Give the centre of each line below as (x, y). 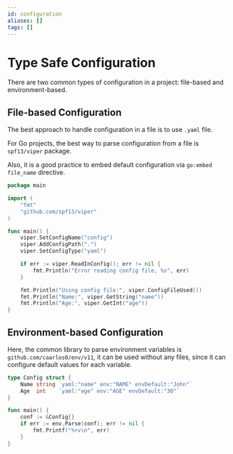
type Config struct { (40, 378)
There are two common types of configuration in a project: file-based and (115, 82)
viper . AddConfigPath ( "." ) (59, 244)
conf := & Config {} (47, 417)
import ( (20, 198)
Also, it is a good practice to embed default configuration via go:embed (110, 165)
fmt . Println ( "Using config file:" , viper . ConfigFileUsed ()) (111, 290)
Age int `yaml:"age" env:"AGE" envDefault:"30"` (100, 391)
